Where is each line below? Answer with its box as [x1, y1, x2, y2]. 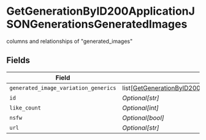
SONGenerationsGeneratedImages [6, 17, 188, 31]
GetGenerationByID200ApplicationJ [6, 4, 195, 18]
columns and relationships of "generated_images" [6, 37, 133, 45]
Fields [6, 55, 31, 65]
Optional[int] [122, 103, 159, 112]
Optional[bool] [122, 113, 164, 122]
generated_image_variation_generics [9, 84, 116, 91]
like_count [9, 104, 41, 111]
